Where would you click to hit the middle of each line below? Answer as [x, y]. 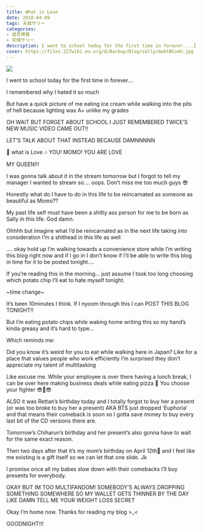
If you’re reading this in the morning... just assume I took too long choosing [100, 274]
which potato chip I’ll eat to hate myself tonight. [65, 280]
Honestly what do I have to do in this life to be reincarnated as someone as [99, 194]
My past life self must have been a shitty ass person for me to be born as [98, 212]
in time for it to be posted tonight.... [50, 261]
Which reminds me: [31, 340]
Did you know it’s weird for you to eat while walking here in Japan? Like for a [102, 352]
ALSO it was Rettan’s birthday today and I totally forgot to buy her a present [101, 401]
